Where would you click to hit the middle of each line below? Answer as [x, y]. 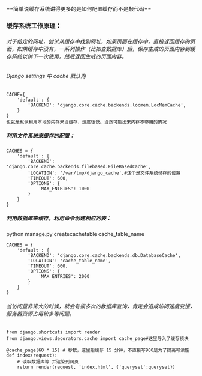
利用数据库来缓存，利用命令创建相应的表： [59, 219]
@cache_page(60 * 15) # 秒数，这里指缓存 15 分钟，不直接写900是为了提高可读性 [98, 350]
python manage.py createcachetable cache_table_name [76, 234]
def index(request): [32, 355]
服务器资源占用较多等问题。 [40, 314]
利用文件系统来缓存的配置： [40, 136]
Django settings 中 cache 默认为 [46, 76]
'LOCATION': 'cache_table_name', [70, 261]
